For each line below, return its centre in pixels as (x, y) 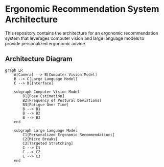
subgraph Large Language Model (46, 130)
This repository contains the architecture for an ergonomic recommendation (82, 33)
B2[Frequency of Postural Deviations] (62, 100)
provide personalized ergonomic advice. (46, 43)
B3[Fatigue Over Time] (46, 105)
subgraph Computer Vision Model (47, 92)
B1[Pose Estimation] (44, 96)
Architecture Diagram (39, 59)
